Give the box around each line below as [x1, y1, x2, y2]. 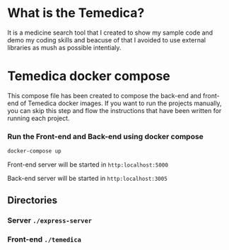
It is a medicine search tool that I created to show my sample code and [7, 28, 213, 37]
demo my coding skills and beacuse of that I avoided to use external [7, 35, 206, 44]
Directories [7, 194, 58, 206]
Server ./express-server [7, 215, 93, 225]
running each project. [7, 114, 70, 122]
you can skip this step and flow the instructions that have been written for [7, 106, 222, 114]
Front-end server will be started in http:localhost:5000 [7, 160, 168, 169]
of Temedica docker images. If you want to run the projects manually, [20, 99, 222, 107]
